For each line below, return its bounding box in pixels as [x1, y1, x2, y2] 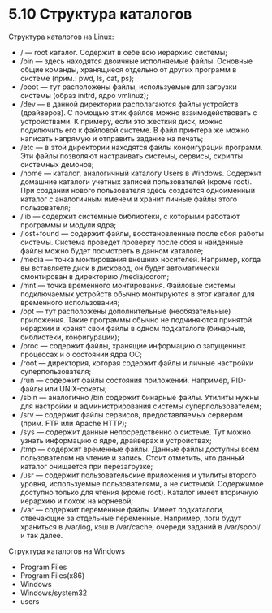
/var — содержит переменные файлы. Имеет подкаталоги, [19, 504, 225, 514]
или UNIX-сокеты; [44, 383, 107, 394]
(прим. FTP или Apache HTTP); [19, 418, 127, 428]
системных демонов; [19, 159, 94, 169]
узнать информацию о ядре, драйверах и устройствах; [19, 435, 213, 445]
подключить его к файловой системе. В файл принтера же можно [19, 125, 250, 135]
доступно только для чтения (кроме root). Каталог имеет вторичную [19, 487, 259, 497]
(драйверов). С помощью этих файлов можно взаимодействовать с [19, 107, 257, 118]
